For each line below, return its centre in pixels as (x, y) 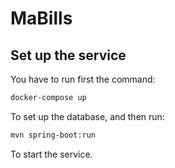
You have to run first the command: (83, 79)
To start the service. (51, 154)
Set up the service (68, 55)
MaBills (41, 18)
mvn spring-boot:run (53, 135)
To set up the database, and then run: (87, 116)
